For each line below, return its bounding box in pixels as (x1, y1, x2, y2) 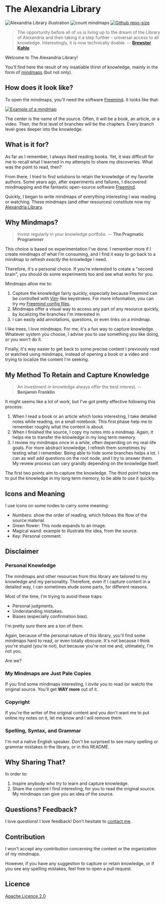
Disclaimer (5, 548, 39, 556)
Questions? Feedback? (5, 805, 77, 813)
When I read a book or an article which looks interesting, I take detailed (12, 414, 157, 420)
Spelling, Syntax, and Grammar (5, 727, 81, 734)
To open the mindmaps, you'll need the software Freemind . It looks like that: (5, 97, 159, 102)
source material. (12, 517, 45, 523)
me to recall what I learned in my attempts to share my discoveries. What (5, 159, 153, 164)
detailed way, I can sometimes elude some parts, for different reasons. (5, 583, 148, 589)
